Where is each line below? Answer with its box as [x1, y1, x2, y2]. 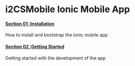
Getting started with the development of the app [5, 55, 106, 61]
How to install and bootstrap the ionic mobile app [5, 32, 108, 38]
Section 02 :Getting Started [5, 43, 64, 49]
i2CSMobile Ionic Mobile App [5, 4, 130, 15]
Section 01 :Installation [5, 20, 55, 26]
